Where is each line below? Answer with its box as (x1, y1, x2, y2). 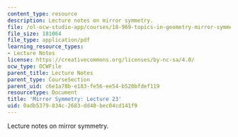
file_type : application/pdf (7, 37, 91, 44)
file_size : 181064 (7, 30, 62, 37)
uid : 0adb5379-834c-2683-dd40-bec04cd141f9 (7, 102, 138, 109)
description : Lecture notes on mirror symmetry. (7, 17, 154, 24)
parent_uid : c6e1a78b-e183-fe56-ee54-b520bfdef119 (7, 83, 160, 90)
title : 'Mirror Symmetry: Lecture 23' (7, 96, 122, 103)
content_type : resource (7, 10, 78, 18)
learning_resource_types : (7, 43, 84, 50)
